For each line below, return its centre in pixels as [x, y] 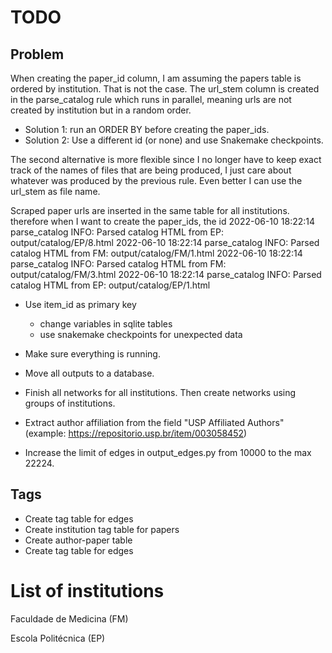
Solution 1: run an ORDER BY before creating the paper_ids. [147, 129]
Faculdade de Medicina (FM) [69, 618]
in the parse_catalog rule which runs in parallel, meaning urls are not [151, 99]
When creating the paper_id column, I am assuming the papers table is [156, 78]
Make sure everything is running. [92, 354]
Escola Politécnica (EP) [58, 638]
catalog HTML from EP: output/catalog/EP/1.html [110, 285]
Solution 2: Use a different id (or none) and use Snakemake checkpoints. [174, 140]
